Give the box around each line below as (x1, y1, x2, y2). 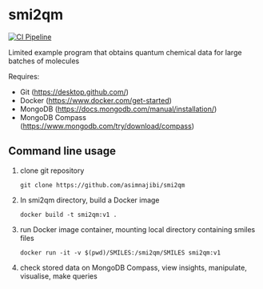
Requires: (8, 71, 40, 81)
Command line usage (8, 144, 116, 158)
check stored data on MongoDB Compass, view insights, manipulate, (19, 263, 248, 272)
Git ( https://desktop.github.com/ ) (19, 86, 130, 97)
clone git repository (19, 166, 85, 175)
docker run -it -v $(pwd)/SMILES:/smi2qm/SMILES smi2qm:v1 (19, 248, 221, 257)
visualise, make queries (19, 271, 98, 281)
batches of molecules (8, 56, 80, 66)
